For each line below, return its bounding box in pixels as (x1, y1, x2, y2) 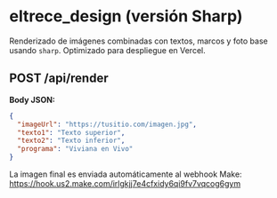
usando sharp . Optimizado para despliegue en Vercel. (9, 44, 207, 55)
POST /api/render (9, 71, 109, 86)
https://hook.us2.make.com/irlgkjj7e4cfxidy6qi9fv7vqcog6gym (9, 178, 241, 188)
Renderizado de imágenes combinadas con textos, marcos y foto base (9, 36, 269, 46)
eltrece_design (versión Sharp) (9, 6, 243, 27)
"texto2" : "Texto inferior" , (17, 136, 126, 146)
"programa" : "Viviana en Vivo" (17, 145, 134, 154)
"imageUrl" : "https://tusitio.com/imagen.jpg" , (17, 120, 198, 129)
